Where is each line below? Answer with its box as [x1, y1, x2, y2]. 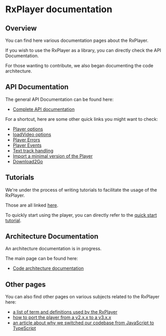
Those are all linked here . [5, 202, 59, 208]
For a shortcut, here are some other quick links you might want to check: [5, 116, 158, 122]
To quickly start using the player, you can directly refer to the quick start [5, 212, 157, 218]
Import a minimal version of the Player [12, 153, 93, 159]
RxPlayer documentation [5, 4, 112, 15]
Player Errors [12, 137, 40, 143]
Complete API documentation [12, 106, 75, 112]
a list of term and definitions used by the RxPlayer [12, 309, 117, 315]
